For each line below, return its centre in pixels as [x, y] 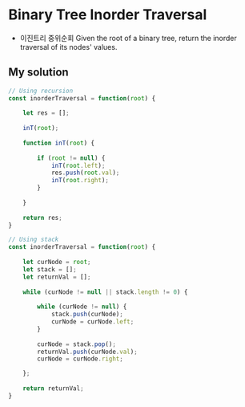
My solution [39, 73]
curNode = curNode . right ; [80, 359]
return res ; [42, 218]
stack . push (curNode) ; [87, 315]
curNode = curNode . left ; [92, 322]
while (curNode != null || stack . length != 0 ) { [105, 292]
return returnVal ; [53, 389]
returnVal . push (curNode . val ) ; [87, 352]
